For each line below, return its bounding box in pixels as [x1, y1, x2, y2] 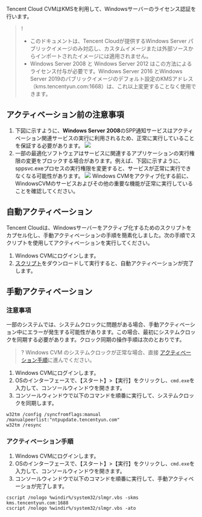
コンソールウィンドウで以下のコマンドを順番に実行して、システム [14, 392, 179, 399]
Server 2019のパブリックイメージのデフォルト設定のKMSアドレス [30, 75, 194, 82]
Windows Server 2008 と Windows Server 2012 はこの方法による [30, 60, 192, 67]
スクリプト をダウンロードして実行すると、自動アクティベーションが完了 [14, 259, 194, 267]
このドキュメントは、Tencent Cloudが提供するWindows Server [30, 37, 187, 44]
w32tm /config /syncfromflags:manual [6, 412, 101, 418]
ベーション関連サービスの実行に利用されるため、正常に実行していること [14, 134, 195, 141]
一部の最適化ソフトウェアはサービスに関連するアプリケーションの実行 [14, 149, 190, 157]
